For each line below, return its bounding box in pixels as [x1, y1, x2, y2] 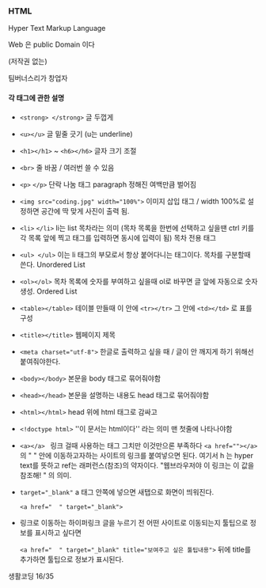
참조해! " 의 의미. [19, 470, 72, 480]
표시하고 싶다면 [34, 528, 82, 537]
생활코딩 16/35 [8, 571, 54, 581]
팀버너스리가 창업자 [8, 74, 68, 83]
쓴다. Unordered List [19, 260, 85, 269]
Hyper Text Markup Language [8, 24, 106, 33]
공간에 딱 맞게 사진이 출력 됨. [40, 206, 130, 215]
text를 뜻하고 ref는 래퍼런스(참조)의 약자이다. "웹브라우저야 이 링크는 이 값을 [19, 461, 255, 470]
